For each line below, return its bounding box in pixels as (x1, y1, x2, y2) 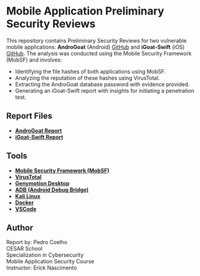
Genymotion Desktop (14, 180, 70, 187)
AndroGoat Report (14, 127, 62, 134)
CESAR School (6, 245, 43, 252)
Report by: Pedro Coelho (6, 239, 67, 246)
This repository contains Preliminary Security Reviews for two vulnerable (6, 37, 187, 44)
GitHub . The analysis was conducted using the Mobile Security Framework (6, 49, 192, 57)
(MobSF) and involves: (6, 56, 62, 63)
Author (6, 222, 33, 233)
